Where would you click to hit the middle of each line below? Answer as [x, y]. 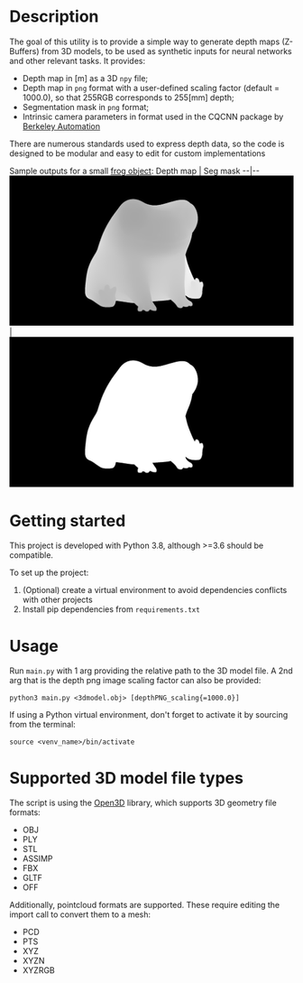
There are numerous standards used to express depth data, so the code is [147, 144]
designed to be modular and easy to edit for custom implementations [138, 153]
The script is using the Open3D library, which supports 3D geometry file [143, 803]
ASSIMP [37, 858]
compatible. [32, 555]
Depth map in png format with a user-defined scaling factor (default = [151, 88]
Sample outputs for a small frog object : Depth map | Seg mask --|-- [134, 171]
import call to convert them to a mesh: [80, 914]
